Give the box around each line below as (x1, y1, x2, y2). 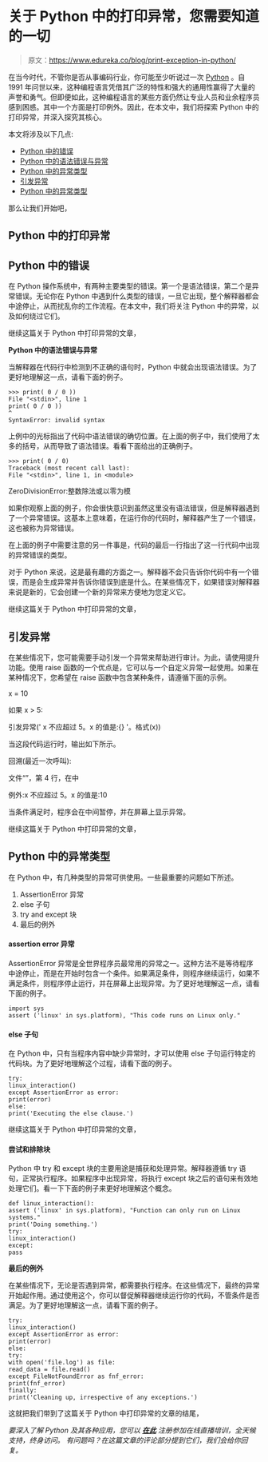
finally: (8, 1387, 37, 1395)
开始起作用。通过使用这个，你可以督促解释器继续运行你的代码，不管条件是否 (8, 1291, 260, 1300)
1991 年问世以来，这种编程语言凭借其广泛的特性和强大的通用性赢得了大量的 (8, 82, 255, 92)
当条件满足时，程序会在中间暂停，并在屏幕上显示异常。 (8, 807, 190, 817)
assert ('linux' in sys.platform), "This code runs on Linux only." (8, 1011, 241, 1020)
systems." (8, 1213, 41, 1222)
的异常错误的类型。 (8, 550, 72, 560)
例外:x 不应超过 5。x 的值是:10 (8, 789, 108, 800)
